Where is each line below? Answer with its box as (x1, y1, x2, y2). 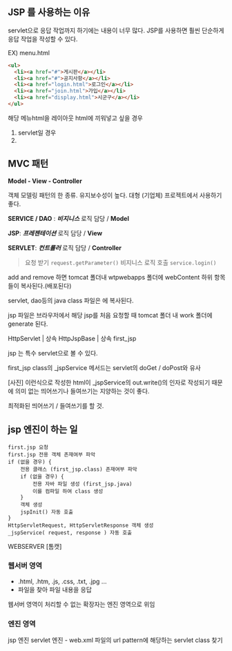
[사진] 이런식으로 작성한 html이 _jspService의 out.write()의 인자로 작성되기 (8, 378, 211, 387)
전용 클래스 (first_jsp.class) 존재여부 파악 (20, 465, 137, 473)
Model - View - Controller (8, 177, 82, 185)
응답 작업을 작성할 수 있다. (8, 35, 78, 43)
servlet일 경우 (17, 128, 57, 137)
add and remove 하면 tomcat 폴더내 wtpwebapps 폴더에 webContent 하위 (8, 273, 213, 281)
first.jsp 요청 (8, 444, 49, 451)
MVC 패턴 (8, 158, 49, 170)
